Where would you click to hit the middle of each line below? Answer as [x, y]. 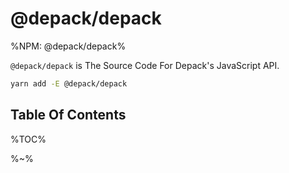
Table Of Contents [68, 115]
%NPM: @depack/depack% [68, 46]
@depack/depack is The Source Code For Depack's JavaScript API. [145, 65]
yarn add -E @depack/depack [69, 83]
